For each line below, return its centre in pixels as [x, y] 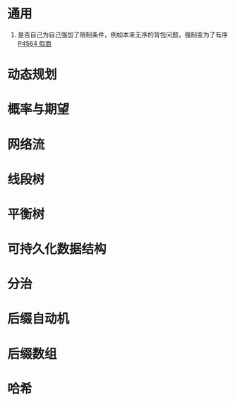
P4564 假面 [34, 43]
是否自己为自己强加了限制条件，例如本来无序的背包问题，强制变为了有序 [122, 35]
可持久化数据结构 [57, 249]
